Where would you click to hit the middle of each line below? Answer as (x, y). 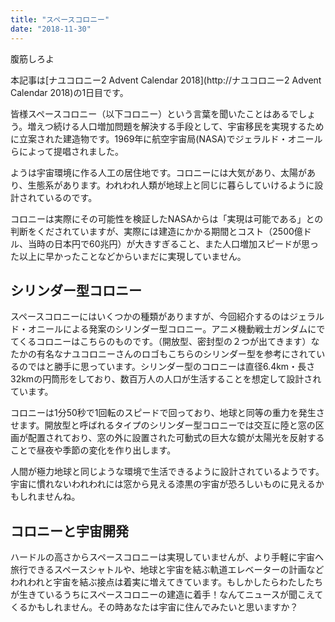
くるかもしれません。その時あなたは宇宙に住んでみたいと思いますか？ (154, 607)
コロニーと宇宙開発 (69, 531)
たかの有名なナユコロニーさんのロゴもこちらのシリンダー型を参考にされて (163, 354)
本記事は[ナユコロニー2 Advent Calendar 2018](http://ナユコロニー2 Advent (166, 80)
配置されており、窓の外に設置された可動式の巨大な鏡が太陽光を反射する (176, 438)
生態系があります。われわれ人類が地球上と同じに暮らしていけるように (171, 185)
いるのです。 (71, 197)
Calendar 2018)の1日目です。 (69, 92)
